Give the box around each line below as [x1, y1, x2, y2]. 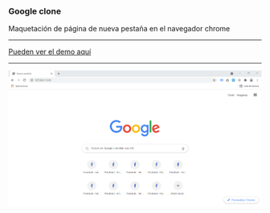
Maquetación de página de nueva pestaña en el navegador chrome [8, 24, 231, 34]
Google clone [8, 6, 62, 17]
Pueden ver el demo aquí [8, 47, 92, 57]
